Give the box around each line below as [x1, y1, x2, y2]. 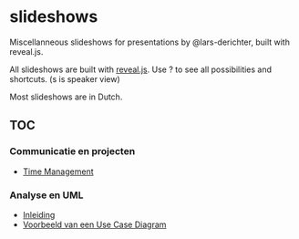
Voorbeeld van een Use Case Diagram [22, 219, 167, 230]
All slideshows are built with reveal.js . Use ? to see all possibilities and [9, 64, 272, 75]
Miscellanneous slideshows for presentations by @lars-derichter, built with [9, 36, 290, 47]
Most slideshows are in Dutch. [9, 91, 123, 102]
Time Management [22, 166, 94, 177]
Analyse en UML [9, 189, 84, 202]
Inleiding [22, 209, 56, 220]
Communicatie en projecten [9, 145, 136, 158]
